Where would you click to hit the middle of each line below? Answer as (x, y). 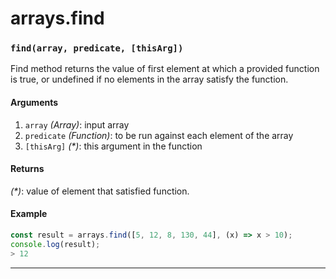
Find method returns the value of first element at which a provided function (165, 69)
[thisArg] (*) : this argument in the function (113, 146)
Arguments (34, 103)
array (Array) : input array (77, 124)
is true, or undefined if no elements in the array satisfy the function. (149, 79)
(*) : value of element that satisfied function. (100, 191)
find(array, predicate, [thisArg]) (97, 48)
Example (29, 214)
